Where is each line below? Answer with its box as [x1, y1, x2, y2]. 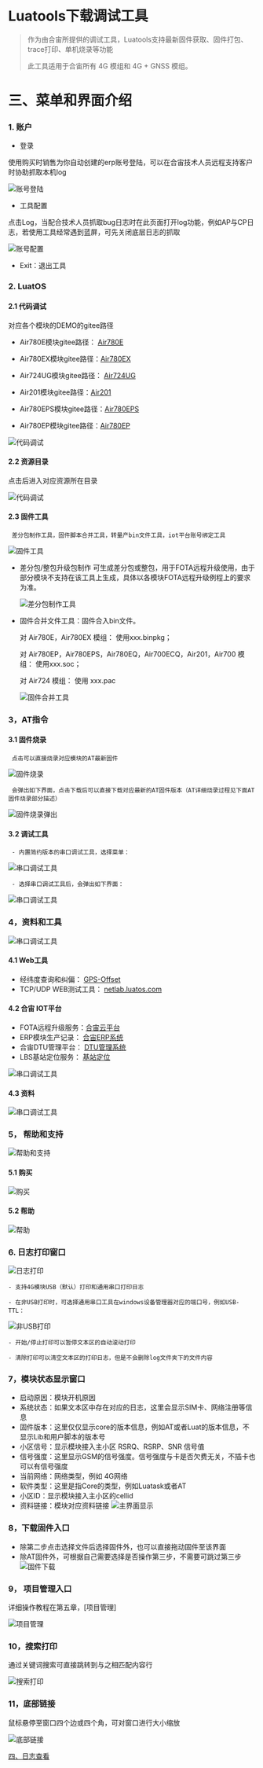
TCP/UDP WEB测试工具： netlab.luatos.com [19, 984, 163, 994]
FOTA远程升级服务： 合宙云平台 [19, 1023, 120, 1032]
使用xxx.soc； [35, 659, 82, 668]
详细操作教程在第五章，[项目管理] [8, 1603, 117, 1612]
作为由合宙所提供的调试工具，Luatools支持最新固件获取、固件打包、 [27, 35, 248, 44]
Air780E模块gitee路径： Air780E [19, 337, 124, 347]
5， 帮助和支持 [8, 1129, 64, 1140]
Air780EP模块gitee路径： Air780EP [19, 421, 131, 430]
